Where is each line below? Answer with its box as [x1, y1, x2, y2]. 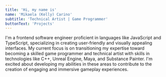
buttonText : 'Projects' [5, 21, 55, 26]
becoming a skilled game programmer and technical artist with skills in [5, 51, 150, 57]
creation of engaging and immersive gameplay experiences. [5, 67, 129, 73]
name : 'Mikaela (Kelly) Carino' [5, 12, 72, 17]
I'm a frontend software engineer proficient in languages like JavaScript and [5, 35, 162, 41]
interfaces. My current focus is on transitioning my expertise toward [5, 45, 145, 51]
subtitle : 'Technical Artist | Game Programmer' [5, 16, 108, 21]
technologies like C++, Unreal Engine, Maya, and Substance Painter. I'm [5, 56, 153, 62]
